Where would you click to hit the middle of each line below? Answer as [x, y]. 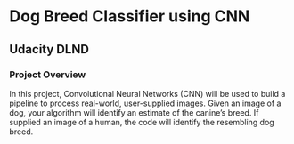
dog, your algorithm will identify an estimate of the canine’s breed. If [134, 112]
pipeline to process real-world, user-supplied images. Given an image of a [145, 103]
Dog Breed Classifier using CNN [130, 16]
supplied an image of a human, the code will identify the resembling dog [142, 122]
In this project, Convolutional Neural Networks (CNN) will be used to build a [147, 93]
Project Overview [48, 75]
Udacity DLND [49, 49]
